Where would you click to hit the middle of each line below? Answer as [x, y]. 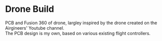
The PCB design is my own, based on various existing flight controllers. [78, 33]
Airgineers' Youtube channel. [35, 28]
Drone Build [30, 9]
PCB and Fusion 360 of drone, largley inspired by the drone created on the [81, 23]
